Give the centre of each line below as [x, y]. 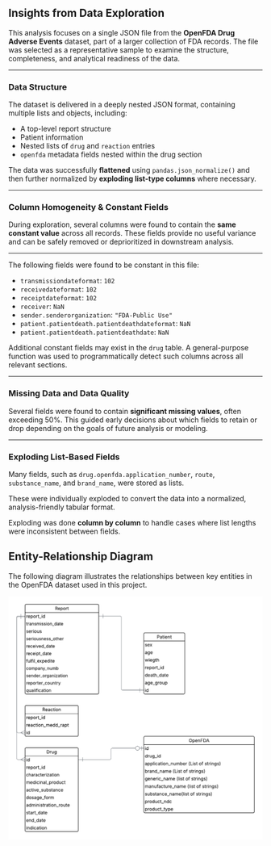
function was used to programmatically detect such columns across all [126, 356]
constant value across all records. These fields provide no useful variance [132, 233]
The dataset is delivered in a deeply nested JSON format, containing [122, 105]
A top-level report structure [65, 129]
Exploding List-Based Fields [64, 457]
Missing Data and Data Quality [69, 393]
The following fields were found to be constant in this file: [104, 265]
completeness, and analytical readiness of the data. [94, 58]
